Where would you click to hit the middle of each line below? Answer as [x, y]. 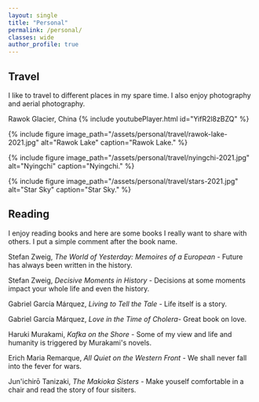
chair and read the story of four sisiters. [72, 389]
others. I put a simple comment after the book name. [93, 241]
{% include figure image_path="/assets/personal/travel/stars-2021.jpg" [123, 181]
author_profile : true [44, 45]
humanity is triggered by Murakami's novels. [80, 342]
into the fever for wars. [45, 366]
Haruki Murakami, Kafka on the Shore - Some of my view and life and [120, 334]
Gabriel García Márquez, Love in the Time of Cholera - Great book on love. [128, 319]
